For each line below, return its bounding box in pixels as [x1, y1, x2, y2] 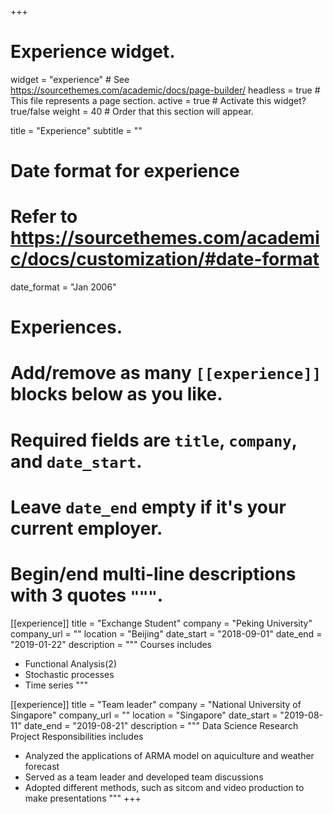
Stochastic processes [24, 668, 115, 680]
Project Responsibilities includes [10, 730, 144, 742]
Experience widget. [10, 41, 176, 63]
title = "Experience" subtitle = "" [10, 124, 143, 136]
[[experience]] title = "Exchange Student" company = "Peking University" [10, 617, 313, 629]
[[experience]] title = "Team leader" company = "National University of [10, 698, 302, 710]
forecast [24, 760, 60, 772]
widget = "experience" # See [10, 73, 130, 85]
